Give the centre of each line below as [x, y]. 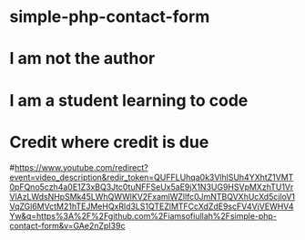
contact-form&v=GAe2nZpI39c [67, 225]
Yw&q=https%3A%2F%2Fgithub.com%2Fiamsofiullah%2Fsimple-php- [143, 215]
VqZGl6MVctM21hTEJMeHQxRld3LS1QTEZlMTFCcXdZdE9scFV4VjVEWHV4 [152, 206]
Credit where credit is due [109, 142]
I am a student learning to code [129, 100]
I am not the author [82, 59]
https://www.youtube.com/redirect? [81, 167]
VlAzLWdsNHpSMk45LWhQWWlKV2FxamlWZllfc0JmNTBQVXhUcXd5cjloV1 [152, 196]
